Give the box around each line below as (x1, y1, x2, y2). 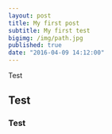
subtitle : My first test (8, 26, 91, 34)
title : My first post (8, 19, 80, 27)
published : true (8, 41, 62, 49)
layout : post (8, 11, 52, 20)
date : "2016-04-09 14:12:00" (8, 49, 105, 57)
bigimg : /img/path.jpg (8, 33, 83, 42)
